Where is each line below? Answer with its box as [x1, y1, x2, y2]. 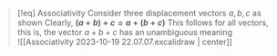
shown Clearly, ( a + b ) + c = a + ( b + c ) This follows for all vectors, [16, 17, 270, 28]
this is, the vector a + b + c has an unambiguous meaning [16, 27, 233, 37]
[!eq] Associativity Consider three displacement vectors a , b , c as [16, 8, 262, 18]
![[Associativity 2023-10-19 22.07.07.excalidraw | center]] [16, 36, 233, 47]
